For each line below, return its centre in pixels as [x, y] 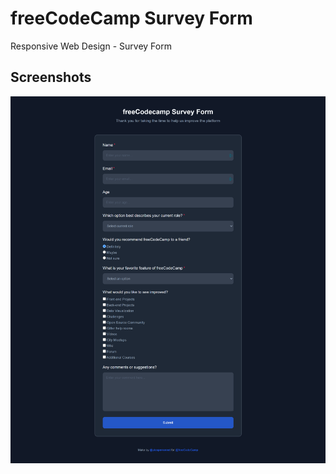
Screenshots [51, 77]
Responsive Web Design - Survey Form [91, 46]
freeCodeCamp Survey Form [131, 18]
